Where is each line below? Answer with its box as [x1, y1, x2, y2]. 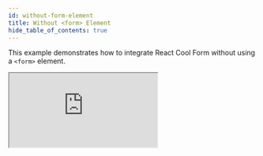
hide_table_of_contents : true [8, 26, 108, 34]
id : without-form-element [8, 11, 93, 20]
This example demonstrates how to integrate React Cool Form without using [8, 48, 255, 58]
